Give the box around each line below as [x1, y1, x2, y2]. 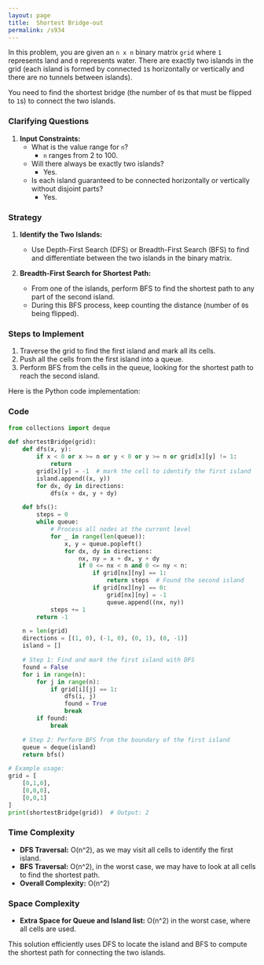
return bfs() [22, 750, 65, 758]
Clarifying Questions [8, 116, 89, 127]
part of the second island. [31, 292, 115, 301]
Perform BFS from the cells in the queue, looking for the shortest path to [19, 363, 254, 372]
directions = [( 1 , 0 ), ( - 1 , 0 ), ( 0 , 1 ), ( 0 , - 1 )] [22, 634, 189, 643]
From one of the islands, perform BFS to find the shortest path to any [31, 284, 255, 293]
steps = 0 [36, 511, 68, 519]
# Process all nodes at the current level [49, 526, 192, 534]
